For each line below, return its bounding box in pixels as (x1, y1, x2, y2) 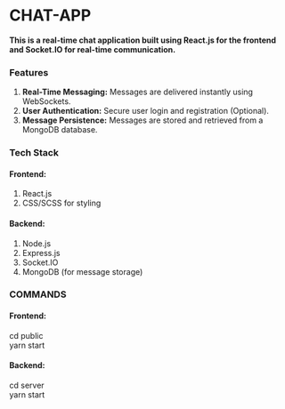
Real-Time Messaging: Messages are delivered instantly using (21, 86, 254, 98)
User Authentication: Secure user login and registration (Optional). (21, 106, 270, 116)
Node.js (21, 237, 52, 249)
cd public (9, 330, 44, 341)
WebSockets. (21, 96, 71, 107)
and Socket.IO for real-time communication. (9, 44, 176, 54)
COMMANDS (9, 288, 67, 301)
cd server (9, 380, 45, 390)
